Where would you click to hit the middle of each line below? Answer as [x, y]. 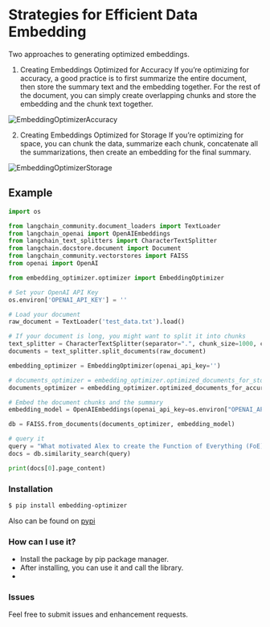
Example [31, 193]
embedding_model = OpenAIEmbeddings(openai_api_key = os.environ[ [118, 410]
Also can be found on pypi [52, 521]
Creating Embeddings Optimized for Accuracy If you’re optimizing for [134, 69]
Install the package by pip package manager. [94, 559]
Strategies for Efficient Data [103, 15]
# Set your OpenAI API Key [53, 292]
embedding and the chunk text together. [87, 104]
